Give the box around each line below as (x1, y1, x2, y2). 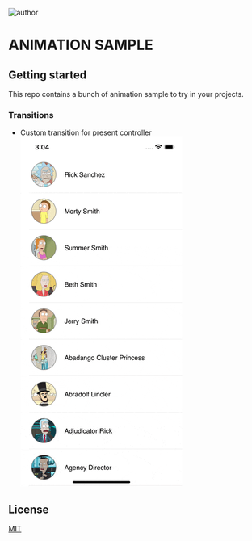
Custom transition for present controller (19, 128, 152, 137)
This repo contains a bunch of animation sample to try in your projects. (8, 90, 244, 99)
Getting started (8, 68, 87, 82)
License (8, 502, 49, 516)
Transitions (8, 109, 54, 120)
